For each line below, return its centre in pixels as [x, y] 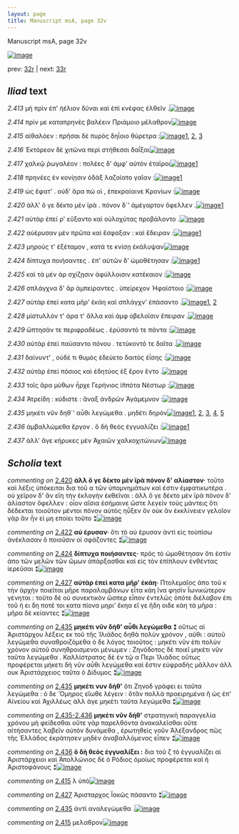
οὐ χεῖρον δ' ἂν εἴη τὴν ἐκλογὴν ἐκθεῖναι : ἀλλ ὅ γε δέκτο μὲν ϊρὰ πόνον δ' [119, 496]
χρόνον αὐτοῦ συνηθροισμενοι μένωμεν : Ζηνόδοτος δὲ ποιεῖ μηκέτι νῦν [115, 650]
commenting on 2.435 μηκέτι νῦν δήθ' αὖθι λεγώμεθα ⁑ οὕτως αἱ [106, 627]
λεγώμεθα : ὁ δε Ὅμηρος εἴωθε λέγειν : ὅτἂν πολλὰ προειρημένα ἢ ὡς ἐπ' [119, 694]
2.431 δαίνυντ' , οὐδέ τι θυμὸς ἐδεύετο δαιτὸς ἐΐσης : [87, 357]
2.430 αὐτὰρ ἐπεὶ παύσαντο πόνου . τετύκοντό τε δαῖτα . [92, 344]
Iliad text [27, 91]
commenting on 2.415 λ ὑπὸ [49, 781]
